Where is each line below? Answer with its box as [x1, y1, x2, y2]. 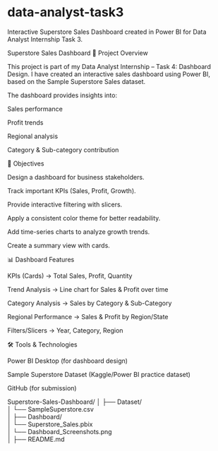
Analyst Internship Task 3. [7, 35, 83, 43]
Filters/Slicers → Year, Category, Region [7, 326, 123, 335]
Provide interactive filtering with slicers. [7, 200, 123, 209]
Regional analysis [7, 132, 59, 140]
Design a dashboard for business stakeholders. [7, 173, 145, 181]
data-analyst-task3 [7, 4, 124, 20]
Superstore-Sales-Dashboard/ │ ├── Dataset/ [7, 397, 143, 406]
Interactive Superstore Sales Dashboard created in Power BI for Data [7, 27, 207, 36]
